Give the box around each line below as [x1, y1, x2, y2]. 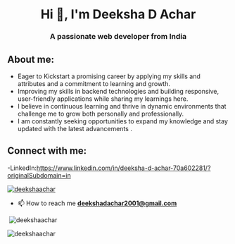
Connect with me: [7, 145, 87, 157]
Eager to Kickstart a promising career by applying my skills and [17, 72, 201, 80]
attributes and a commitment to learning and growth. [17, 79, 170, 87]
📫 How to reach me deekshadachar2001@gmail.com [17, 199, 177, 207]
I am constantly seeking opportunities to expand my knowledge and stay [17, 116, 229, 126]
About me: [7, 53, 55, 66]
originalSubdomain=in [7, 171, 72, 179]
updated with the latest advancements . [17, 124, 132, 133]
